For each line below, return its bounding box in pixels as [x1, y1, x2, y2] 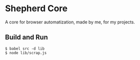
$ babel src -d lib [5, 46, 45, 51]
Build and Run [5, 33, 48, 41]
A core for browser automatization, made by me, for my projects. [5, 19, 135, 25]
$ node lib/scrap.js [5, 50, 47, 55]
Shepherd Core [5, 3, 68, 14]
